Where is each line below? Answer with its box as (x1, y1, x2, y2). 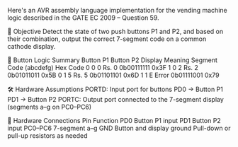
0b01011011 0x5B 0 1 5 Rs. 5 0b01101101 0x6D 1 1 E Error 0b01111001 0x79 (7, 71, 220, 79)
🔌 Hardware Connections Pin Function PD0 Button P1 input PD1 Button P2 (7, 117, 221, 124)
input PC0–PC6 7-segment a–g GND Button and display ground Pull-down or (7, 124, 231, 132)
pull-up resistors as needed (7, 131, 88, 140)
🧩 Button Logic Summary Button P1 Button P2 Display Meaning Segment (7, 56, 218, 64)
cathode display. (7, 42, 56, 50)
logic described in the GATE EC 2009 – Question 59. (7, 13, 159, 22)
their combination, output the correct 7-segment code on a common (7, 35, 207, 43)
